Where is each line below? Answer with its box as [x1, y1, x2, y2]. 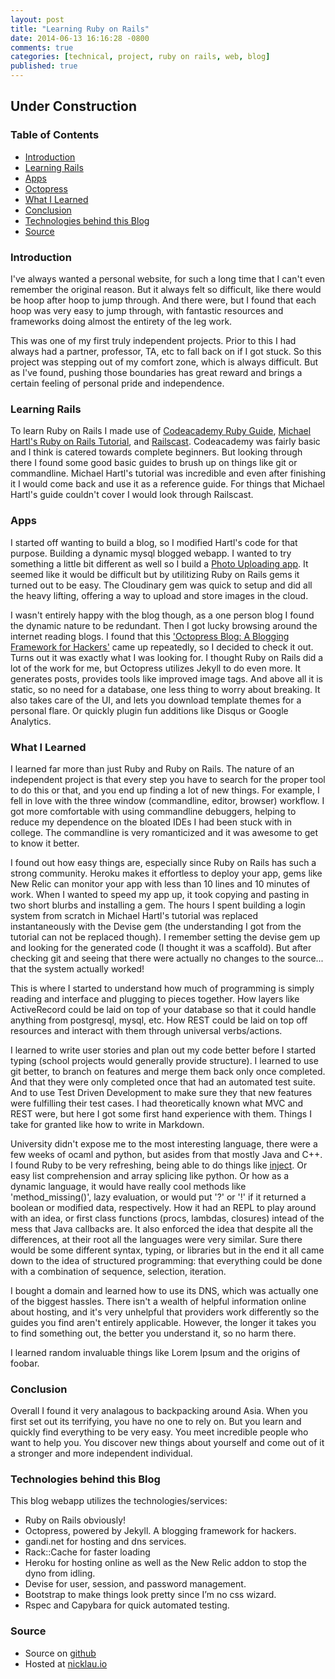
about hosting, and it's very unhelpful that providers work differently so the [10, 1306, 320, 1318]
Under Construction [10, 98, 137, 115]
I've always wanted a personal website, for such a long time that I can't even [10, 272, 326, 285]
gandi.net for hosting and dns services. [24, 1536, 187, 1548]
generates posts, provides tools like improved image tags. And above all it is [10, 672, 323, 685]
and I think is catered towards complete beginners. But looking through [10, 446, 303, 458]
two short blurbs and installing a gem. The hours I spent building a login [10, 899, 306, 911]
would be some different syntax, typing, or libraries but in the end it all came [10, 1244, 325, 1256]
